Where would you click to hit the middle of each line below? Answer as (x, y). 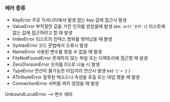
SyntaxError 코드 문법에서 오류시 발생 (50, 45)
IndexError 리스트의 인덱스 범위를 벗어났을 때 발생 (62, 39)
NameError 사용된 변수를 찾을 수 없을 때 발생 (57, 52)
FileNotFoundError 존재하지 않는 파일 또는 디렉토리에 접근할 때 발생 (80, 58)
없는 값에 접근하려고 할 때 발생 (42, 33)
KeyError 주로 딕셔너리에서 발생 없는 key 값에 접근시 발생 (69, 20)
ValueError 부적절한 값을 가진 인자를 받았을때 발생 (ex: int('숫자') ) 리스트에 (89, 26)
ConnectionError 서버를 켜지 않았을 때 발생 (56, 83)
